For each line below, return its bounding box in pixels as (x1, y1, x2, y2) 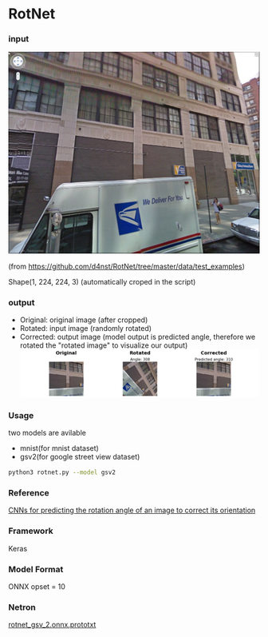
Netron (8, 601, 36, 612)
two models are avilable (8, 428, 86, 438)
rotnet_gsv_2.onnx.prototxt (8, 620, 97, 630)
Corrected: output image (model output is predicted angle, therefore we (19, 332, 256, 341)
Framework (8, 525, 53, 536)
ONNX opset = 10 (8, 581, 66, 591)
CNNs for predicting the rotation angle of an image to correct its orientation (8, 505, 256, 516)
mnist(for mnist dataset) (19, 444, 100, 453)
